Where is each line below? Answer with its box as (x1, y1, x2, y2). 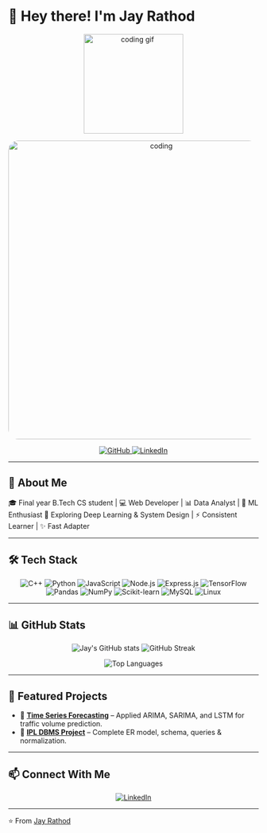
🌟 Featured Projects (8, 689, 108, 703)
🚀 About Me (8, 476, 68, 490)
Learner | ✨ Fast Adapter (8, 521, 90, 530)
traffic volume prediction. (19, 719, 103, 729)
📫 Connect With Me (8, 768, 111, 781)
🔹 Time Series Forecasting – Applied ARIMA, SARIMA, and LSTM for (19, 710, 245, 720)
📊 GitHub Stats (8, 618, 86, 632)
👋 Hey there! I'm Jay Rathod (8, 7, 195, 25)
